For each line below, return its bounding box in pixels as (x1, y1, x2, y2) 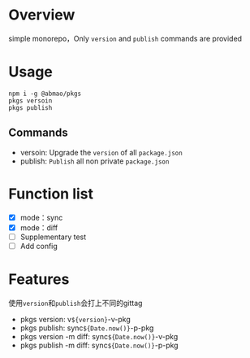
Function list (8, 185, 94, 203)
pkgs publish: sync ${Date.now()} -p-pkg (19, 323, 154, 333)
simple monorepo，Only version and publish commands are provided (8, 33, 242, 43)
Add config (19, 241, 58, 251)
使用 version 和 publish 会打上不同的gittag (8, 298, 143, 308)
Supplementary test (19, 232, 87, 242)
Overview (8, 6, 75, 24)
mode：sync (19, 212, 63, 222)
